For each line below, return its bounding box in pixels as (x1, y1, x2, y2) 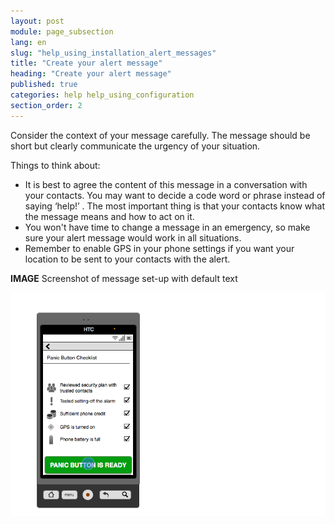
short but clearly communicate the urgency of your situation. (10, 140, 261, 152)
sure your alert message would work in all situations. (24, 231, 242, 244)
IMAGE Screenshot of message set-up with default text (10, 272, 238, 284)
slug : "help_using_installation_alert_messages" (10, 48, 217, 58)
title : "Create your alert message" (10, 58, 163, 69)
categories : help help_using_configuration (10, 90, 195, 100)
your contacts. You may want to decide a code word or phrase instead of (24, 189, 326, 201)
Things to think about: (10, 159, 101, 171)
